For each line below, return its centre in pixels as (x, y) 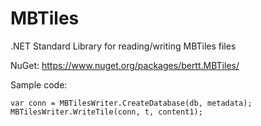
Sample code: (39, 84)
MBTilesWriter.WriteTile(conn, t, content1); (106, 112)
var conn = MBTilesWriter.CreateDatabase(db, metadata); (131, 103)
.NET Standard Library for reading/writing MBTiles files (123, 46)
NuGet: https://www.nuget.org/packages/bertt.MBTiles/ (125, 65)
